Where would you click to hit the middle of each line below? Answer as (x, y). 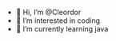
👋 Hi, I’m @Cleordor (48, 12)
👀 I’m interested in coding (58, 20)
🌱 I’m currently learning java (62, 29)
